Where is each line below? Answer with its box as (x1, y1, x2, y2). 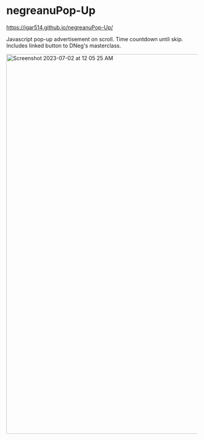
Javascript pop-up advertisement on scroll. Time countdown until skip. (6, 35, 183, 42)
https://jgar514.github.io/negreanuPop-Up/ (6, 24, 114, 31)
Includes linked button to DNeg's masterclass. (6, 42, 121, 49)
